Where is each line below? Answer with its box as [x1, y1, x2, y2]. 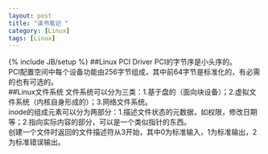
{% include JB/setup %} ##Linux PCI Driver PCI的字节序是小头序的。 [8, 57, 237, 67]
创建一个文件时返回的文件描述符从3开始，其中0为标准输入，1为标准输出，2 [8, 128, 258, 137]
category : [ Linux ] [8, 26, 70, 34]
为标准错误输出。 [8, 137, 65, 147]
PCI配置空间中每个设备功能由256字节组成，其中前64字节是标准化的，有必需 [8, 67, 261, 77]
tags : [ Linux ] [8, 34, 56, 43]
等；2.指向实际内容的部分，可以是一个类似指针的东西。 [8, 117, 192, 127]
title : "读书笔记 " [8, 19, 69, 27]
